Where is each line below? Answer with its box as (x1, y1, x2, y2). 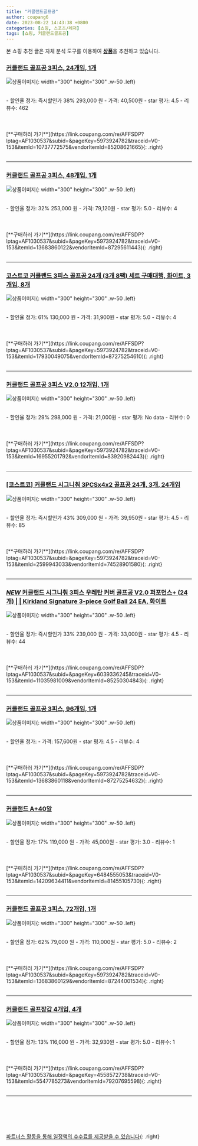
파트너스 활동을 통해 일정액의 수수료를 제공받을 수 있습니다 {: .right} (6, 1133, 160, 1140)
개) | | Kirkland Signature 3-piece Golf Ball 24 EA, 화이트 (6, 597, 167, 605)
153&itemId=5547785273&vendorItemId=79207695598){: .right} (6, 1077, 162, 1085)
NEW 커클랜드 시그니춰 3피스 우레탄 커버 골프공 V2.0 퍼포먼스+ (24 (6, 588, 188, 597)
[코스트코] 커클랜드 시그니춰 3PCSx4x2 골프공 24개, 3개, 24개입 (6, 481, 181, 489)
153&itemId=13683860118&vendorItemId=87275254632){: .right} (6, 777, 163, 784)
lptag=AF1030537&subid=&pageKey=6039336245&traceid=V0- (6, 670, 161, 678)
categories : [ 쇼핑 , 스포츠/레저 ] (6, 25, 80, 31)
